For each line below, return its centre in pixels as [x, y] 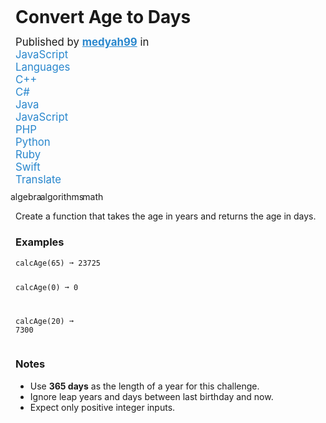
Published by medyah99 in [82, 42]
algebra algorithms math [57, 197]
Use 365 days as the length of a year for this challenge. [144, 386]
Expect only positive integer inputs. [102, 407]
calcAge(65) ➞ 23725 [58, 263]
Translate [38, 180]
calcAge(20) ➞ [45, 322]
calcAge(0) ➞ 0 [47, 288]
